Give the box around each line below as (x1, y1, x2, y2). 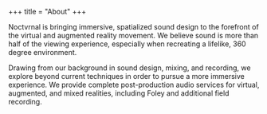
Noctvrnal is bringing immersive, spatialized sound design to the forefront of (8, 22, 259, 31)
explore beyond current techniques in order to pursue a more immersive (8, 72, 245, 81)
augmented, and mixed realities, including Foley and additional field (8, 88, 230, 98)
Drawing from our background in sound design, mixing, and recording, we (8, 63, 251, 73)
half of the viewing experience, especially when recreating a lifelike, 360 (8, 39, 246, 49)
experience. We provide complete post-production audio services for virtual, (8, 80, 260, 89)
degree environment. (8, 48, 77, 57)
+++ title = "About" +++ (8, 7, 87, 16)
